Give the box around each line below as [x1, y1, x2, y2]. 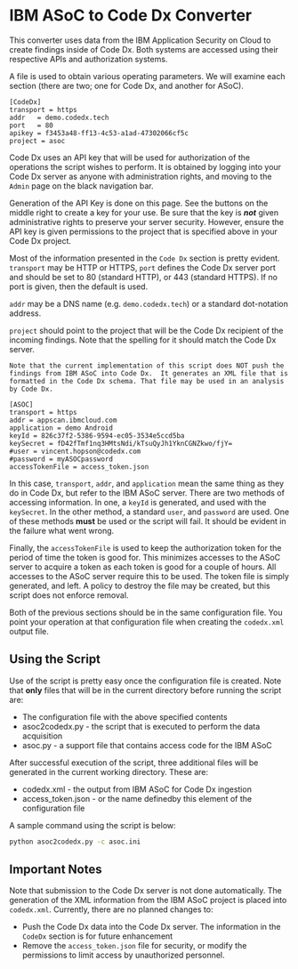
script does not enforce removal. [9, 589, 129, 601]
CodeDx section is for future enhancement [21, 931, 173, 941]
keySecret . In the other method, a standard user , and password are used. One [9, 506, 290, 517]
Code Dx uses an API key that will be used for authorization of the [9, 152, 251, 163]
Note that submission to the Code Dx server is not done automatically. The [9, 885, 282, 896]
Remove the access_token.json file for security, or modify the [21, 941, 247, 951]
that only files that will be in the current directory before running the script [9, 684, 282, 695]
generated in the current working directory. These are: [9, 766, 209, 777]
